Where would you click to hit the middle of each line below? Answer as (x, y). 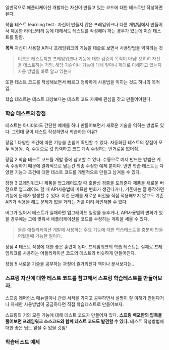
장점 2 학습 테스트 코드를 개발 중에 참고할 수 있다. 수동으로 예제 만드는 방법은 (80, 160)
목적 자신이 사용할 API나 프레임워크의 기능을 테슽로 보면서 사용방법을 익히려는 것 (84, 48)
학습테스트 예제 (23, 342)
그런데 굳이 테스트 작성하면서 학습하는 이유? (55, 132)
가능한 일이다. (49, 236)
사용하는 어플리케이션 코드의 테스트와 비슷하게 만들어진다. (79, 253)
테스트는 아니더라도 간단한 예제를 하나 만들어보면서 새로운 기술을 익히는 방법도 (82, 125)
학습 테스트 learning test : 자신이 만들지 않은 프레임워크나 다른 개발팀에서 (77, 25)
